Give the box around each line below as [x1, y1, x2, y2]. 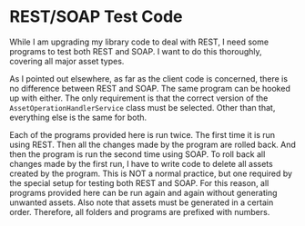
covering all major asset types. [9, 55, 125, 66]
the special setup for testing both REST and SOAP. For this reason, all [9, 177, 269, 188]
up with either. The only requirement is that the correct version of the [9, 93, 269, 103]
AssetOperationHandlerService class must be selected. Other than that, [9, 102, 276, 113]
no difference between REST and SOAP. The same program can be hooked [9, 83, 291, 93]
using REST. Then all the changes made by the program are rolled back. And [9, 139, 296, 150]
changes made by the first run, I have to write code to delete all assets [9, 158, 273, 169]
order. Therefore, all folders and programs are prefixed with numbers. [9, 206, 270, 217]
